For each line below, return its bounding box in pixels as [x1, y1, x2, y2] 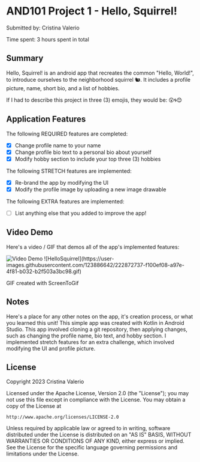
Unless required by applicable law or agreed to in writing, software [6, 425, 171, 432]
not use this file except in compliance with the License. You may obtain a [6, 396, 186, 404]
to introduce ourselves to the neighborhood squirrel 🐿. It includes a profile [6, 76, 190, 83]
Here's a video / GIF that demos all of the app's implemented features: [6, 243, 180, 250]
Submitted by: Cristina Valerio [6, 24, 80, 31]
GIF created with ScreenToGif [6, 279, 79, 286]
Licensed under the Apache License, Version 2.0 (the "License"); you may [6, 390, 189, 397]
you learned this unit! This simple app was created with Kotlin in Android [6, 319, 184, 326]
